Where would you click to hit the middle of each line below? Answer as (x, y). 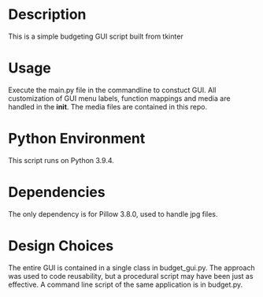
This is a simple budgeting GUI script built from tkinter (96, 36)
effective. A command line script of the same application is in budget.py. (126, 284)
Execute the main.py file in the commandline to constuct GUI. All (112, 90)
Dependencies (57, 192)
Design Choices (61, 245)
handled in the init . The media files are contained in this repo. (107, 106)
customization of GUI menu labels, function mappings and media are (119, 98)
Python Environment (77, 139)
